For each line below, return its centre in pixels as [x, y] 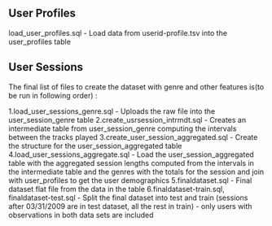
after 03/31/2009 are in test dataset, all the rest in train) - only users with [130, 206]
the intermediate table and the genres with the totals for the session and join [136, 172]
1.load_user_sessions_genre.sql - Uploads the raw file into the [112, 111]
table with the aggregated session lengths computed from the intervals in [132, 163]
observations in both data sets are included [81, 215]
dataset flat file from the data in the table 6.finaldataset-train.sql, [117, 189]
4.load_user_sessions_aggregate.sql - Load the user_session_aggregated [131, 154]
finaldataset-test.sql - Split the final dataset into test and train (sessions [128, 198]
